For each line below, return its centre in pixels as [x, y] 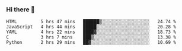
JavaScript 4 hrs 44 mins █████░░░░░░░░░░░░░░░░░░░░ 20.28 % [91, 27]
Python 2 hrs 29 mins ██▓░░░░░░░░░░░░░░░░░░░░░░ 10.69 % [91, 43]
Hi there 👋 [21, 9]
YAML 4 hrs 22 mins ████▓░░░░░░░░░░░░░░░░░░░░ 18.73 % [91, 32]
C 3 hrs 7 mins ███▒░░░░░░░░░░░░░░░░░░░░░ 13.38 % [91, 37]
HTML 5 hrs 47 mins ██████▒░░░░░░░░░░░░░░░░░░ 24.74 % [91, 22]
